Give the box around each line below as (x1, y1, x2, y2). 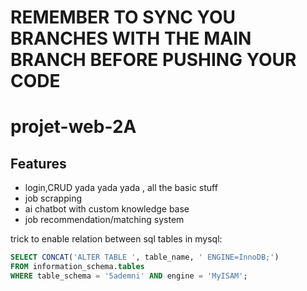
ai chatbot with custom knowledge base (24, 203, 190, 215)
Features (10, 155, 67, 172)
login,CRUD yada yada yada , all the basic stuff (24, 182, 218, 194)
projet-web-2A (10, 116, 137, 138)
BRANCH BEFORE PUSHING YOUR (10, 49, 297, 71)
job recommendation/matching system (24, 214, 185, 226)
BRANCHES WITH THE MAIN (10, 27, 252, 50)
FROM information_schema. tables (10, 262, 145, 272)
